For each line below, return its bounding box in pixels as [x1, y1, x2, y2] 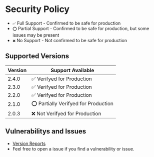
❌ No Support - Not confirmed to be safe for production [12, 37, 127, 43]
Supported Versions [5, 52, 69, 61]
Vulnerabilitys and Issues [5, 127, 86, 136]
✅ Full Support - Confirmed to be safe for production [12, 20, 121, 26]
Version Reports [12, 140, 46, 146]
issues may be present [12, 32, 59, 38]
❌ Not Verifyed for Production [31, 110, 101, 117]
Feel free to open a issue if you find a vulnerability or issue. [12, 145, 134, 151]
